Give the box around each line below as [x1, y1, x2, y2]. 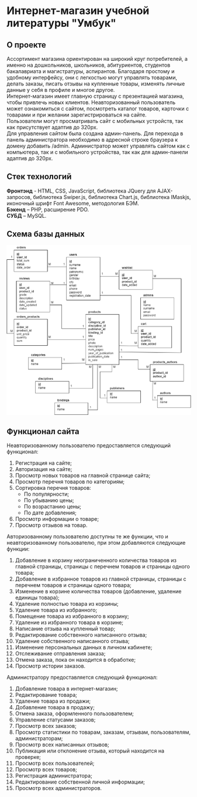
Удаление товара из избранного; [15, 607, 98, 614]
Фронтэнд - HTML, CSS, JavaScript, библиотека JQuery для [6, 187, 156, 194]
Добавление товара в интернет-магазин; [15, 685, 118, 692]
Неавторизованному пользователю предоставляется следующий [6, 442, 171, 449]
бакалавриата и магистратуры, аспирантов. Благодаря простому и [6, 68, 175, 74]
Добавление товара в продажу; [15, 704, 95, 711]
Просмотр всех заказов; [15, 723, 77, 730]
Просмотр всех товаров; [15, 766, 78, 773]
